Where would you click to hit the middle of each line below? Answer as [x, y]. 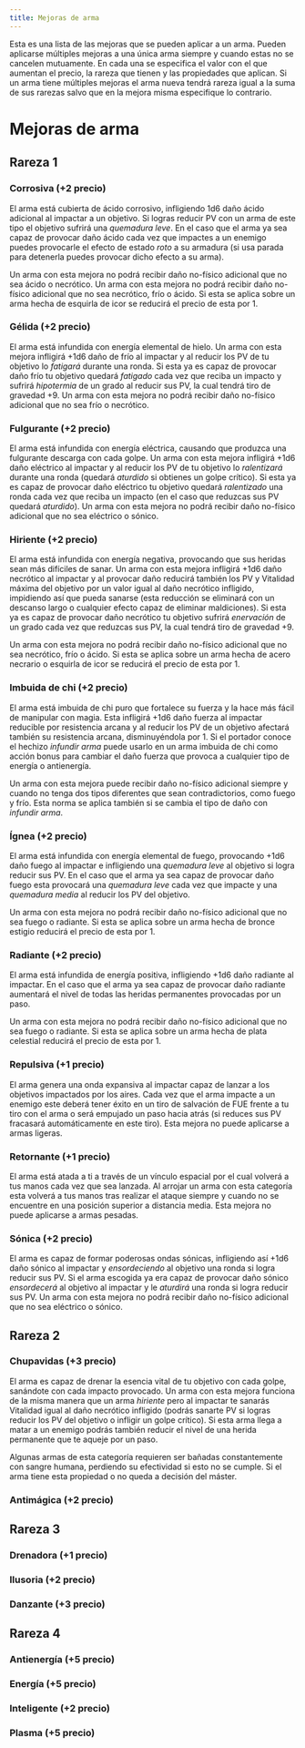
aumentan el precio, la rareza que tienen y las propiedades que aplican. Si [148, 73]
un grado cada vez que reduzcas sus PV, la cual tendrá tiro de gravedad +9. [152, 627]
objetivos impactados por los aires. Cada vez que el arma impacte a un [142, 1094]
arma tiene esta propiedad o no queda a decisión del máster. [123, 1476]
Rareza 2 [35, 1335]
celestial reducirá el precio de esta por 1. [86, 1041]
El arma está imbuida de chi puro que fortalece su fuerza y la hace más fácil [152, 708]
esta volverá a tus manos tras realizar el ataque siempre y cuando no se [144, 1195]
